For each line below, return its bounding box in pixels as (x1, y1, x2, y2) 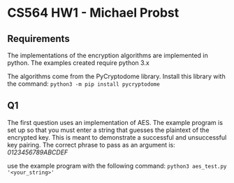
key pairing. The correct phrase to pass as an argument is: (7, 140, 176, 149)
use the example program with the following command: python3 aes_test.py (7, 161, 227, 170)
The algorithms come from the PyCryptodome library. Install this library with (7, 72, 226, 80)
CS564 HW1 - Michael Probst (7, 5, 180, 21)
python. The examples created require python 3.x (7, 59, 150, 67)
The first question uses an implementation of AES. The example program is (7, 118, 224, 126)
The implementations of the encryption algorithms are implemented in (7, 51, 208, 59)
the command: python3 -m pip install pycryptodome (7, 80, 161, 88)
